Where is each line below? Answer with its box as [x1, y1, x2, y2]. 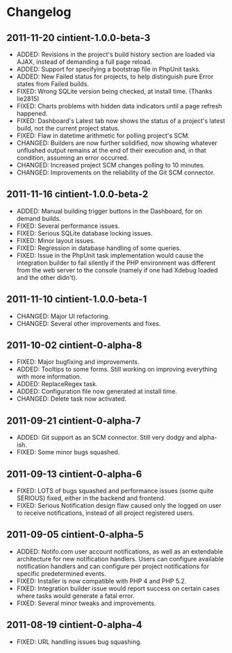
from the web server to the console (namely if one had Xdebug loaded [16, 265, 218, 274]
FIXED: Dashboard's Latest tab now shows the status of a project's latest [16, 117, 226, 125]
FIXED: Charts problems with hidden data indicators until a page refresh [16, 102, 223, 110]
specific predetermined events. [16, 569, 106, 577]
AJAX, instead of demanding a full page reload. [16, 58, 152, 66]
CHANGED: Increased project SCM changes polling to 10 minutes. [16, 161, 206, 169]
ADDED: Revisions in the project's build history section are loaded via [16, 50, 215, 58]
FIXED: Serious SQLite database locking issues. [16, 229, 154, 237]
